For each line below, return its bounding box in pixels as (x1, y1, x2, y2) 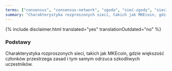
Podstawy (5, 39, 31, 46)
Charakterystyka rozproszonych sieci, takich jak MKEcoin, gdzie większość (5, 50, 165, 56)
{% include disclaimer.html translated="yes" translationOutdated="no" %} (5, 26, 161, 32)
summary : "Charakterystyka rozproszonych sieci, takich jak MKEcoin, (5, 12, 157, 17)
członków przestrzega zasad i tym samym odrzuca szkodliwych (5, 55, 140, 61)
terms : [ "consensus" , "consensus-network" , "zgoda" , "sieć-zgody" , (5, 7, 153, 13)
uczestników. (5, 61, 33, 67)
